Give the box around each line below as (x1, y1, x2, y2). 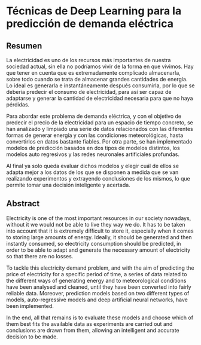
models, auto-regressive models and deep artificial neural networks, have (6, 296, 188, 303)
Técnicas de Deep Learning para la (6, 4, 182, 18)
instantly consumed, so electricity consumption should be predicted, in (6, 240, 181, 247)
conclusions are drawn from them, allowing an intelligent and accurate (6, 326, 179, 334)
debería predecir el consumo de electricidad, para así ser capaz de (6, 88, 172, 95)
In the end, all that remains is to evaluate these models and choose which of (6, 314, 193, 321)
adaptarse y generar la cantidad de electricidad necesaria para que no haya (6, 94, 193, 102)
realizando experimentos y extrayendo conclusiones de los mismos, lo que (6, 175, 190, 182)
